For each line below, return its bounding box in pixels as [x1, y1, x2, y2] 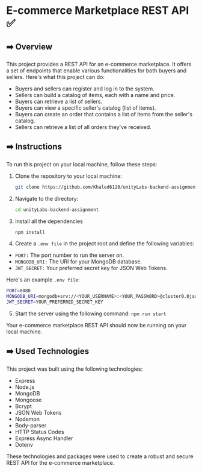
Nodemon [14, 415, 40, 423]
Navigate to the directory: [14, 195, 79, 202]
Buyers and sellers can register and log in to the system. [14, 85, 155, 92]
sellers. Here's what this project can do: [6, 74, 105, 80]
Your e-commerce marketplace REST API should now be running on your [6, 322, 187, 329]
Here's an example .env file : [6, 276, 80, 283]
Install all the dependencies [14, 218, 83, 225]
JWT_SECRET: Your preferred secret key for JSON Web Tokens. [14, 265, 168, 272]
